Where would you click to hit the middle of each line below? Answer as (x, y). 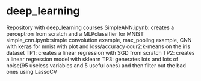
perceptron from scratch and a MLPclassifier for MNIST (75, 33)
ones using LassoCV (32, 71)
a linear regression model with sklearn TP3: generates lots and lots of (92, 59)
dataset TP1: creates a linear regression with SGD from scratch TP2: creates (100, 52)
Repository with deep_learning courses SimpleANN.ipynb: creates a (90, 27)
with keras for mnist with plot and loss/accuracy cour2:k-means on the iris (98, 46)
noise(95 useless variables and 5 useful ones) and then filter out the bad (96, 65)
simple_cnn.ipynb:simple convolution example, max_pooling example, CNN (99, 40)
